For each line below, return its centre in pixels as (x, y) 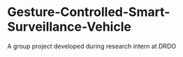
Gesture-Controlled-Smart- (89, 12)
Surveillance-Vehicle (69, 27)
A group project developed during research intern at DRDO (92, 46)
